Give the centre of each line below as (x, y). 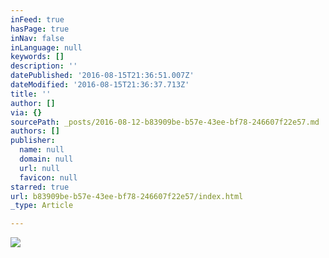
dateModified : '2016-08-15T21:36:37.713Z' (100, 85)
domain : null (46, 159)
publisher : (33, 141)
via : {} (26, 112)
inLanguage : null (46, 47)
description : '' (44, 66)
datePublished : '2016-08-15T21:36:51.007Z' (102, 76)
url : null (39, 168)
